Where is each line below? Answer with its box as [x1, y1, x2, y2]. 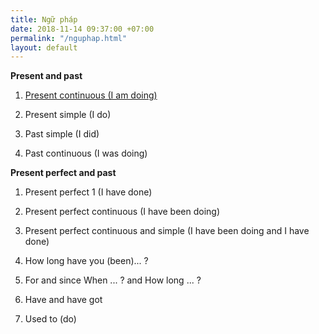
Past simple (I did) [24, 128, 100, 140]
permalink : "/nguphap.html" [10, 33, 128, 43]
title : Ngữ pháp [10, 14, 78, 25]
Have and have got [24, 294, 103, 306]
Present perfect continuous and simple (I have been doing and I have [24, 225, 310, 237]
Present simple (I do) [24, 109, 112, 121]
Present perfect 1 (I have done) [24, 186, 153, 198]
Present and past [10, 70, 83, 82]
